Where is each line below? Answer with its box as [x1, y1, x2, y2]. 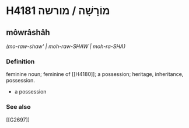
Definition [6, 57, 35, 65]
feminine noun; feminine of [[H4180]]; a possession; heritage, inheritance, [6, 71, 184, 78]
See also [6, 103, 31, 111]
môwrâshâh [6, 27, 51, 37]
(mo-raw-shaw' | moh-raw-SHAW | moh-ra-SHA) [6, 43, 126, 50]
